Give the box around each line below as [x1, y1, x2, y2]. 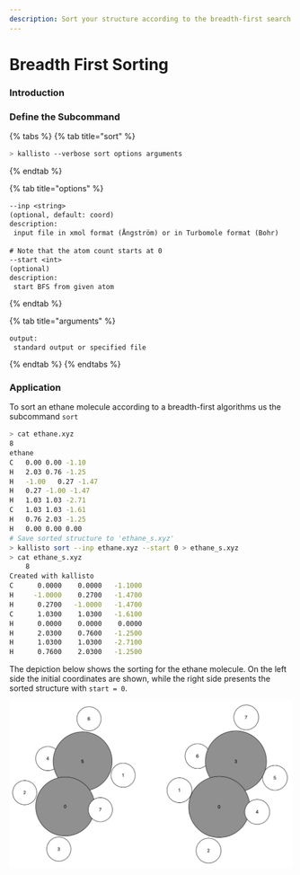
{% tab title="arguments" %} [9, 315, 117, 326]
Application [9, 381, 61, 393]
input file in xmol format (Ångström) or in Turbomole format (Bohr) [13, 228, 279, 237]
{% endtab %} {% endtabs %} [9, 358, 121, 369]
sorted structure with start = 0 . [9, 683, 128, 694]
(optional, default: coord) [9, 210, 115, 219]
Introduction [9, 86, 65, 99]
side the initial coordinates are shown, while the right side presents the [9, 674, 271, 685]
